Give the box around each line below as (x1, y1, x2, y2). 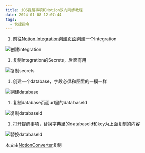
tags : (5, 17, 17, 22)
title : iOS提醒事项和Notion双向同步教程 (5, 7, 83, 13)
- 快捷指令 (10, 21, 30, 27)
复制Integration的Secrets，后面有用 (12, 57, 87, 63)
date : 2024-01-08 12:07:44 (5, 12, 62, 17)
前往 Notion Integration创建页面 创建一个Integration (12, 36, 117, 42)
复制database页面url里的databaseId (12, 100, 87, 106)
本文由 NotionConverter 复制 (5, 142, 62, 148)
